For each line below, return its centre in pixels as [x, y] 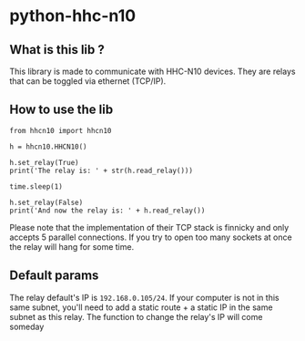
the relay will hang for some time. [72, 246]
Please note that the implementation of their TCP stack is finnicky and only [149, 227]
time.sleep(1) [36, 186]
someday [27, 326]
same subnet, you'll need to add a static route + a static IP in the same [141, 307]
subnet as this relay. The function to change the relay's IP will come [136, 316]
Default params [54, 276]
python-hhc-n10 [73, 16]
